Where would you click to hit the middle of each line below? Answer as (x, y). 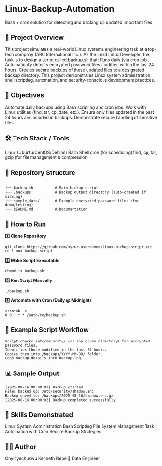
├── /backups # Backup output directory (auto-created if (75, 192)
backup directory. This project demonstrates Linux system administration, (78, 75)
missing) (14, 197)
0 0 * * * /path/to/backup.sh (36, 315)
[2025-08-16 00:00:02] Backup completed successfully (60, 400)
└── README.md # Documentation (46, 209)
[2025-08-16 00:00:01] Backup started (44, 387)
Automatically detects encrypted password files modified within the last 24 (80, 64)
